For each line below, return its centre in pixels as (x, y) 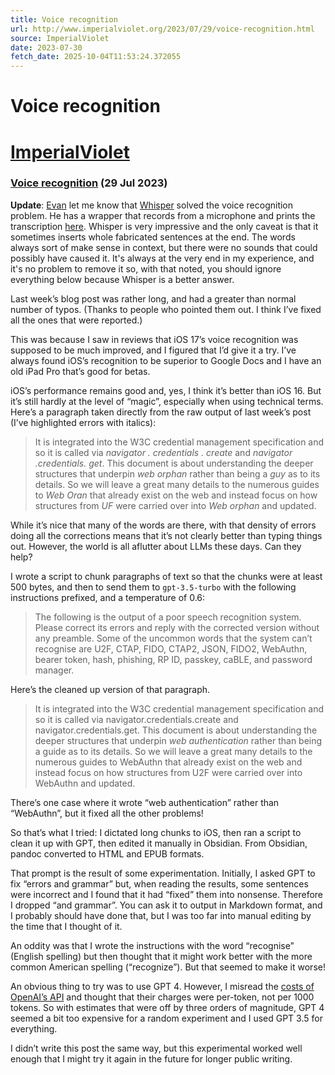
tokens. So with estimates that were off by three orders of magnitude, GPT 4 (167, 1007)
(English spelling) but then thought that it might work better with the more (161, 956)
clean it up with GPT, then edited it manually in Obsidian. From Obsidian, (159, 843)
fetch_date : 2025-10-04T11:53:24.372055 (96, 57)
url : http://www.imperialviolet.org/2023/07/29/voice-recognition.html (162, 29)
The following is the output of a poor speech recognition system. (168, 617)
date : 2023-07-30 (46, 47)
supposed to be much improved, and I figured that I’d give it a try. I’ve (153, 350)
